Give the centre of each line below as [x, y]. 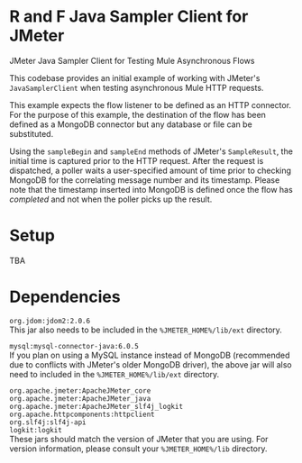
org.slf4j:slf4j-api [48, 422]
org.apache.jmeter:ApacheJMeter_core [80, 390]
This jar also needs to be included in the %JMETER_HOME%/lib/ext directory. [146, 330]
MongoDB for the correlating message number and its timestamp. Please [145, 180]
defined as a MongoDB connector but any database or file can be [131, 124]
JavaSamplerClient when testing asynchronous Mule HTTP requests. [137, 87]
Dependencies [65, 297]
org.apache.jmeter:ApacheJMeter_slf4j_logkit [96, 406]
